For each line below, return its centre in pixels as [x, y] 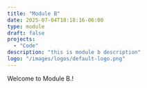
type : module [26, 26]
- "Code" [26, 46]
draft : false [26, 33]
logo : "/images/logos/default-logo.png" [67, 59]
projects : [21, 39]
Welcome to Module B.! [41, 78]
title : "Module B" [34, 14]
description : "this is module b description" [74, 53]
